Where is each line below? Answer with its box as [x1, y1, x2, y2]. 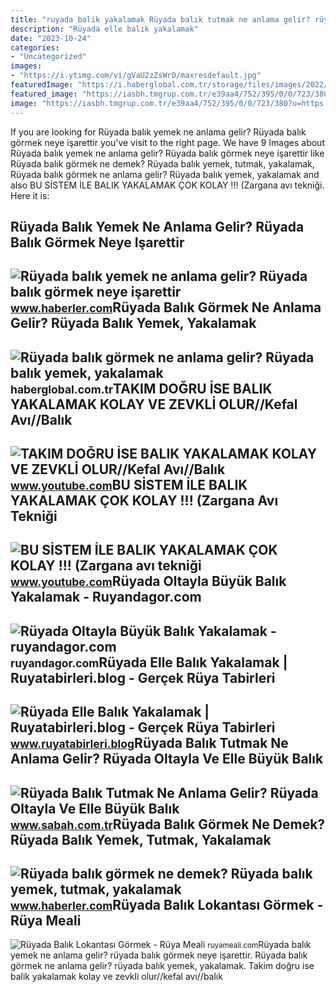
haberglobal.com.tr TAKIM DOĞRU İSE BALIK [10, 380, 273, 397]
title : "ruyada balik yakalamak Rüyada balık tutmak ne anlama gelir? [10, 14, 311, 25]
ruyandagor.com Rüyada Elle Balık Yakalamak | [10, 654, 288, 671]
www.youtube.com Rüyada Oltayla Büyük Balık [10, 573, 287, 590]
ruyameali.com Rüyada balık [207, 939, 312, 951]
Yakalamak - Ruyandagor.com [10, 589, 202, 606]
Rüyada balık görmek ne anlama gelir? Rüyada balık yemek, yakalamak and [10, 168, 320, 180]
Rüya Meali [10, 912, 82, 930]
